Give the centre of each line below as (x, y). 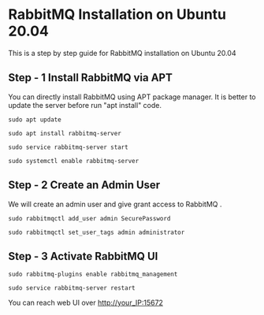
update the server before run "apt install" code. (85, 105)
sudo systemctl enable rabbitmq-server (74, 161)
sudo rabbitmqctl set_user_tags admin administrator (97, 232)
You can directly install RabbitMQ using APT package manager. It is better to (132, 97)
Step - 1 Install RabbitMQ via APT (91, 78)
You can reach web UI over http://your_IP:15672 (86, 303)
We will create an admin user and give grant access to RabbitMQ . (115, 204)
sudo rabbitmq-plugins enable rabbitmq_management (93, 274)
